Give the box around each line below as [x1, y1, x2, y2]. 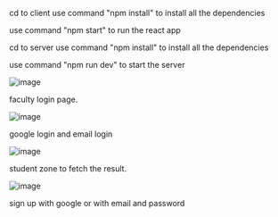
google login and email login [9, 129, 113, 139]
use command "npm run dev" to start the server [9, 60, 185, 70]
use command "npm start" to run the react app [9, 25, 181, 35]
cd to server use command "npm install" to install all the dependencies [9, 42, 269, 53]
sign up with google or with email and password [9, 198, 185, 208]
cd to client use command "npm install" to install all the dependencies [9, 8, 266, 18]
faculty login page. [9, 94, 78, 104]
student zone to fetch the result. [9, 163, 127, 173]
